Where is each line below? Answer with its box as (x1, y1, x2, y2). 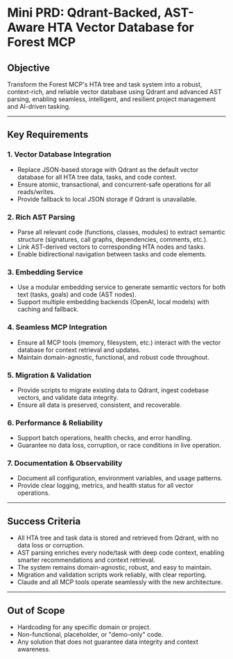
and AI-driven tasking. (7, 103, 71, 110)
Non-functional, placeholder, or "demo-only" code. (17, 631, 164, 639)
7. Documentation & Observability (7, 459, 123, 468)
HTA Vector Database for (47, 19, 194, 35)
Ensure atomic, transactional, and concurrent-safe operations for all (17, 180, 212, 188)
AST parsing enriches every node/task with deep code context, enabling (17, 549, 225, 557)
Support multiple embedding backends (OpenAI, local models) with (17, 298, 209, 306)
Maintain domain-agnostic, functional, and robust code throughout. (17, 353, 209, 361)
